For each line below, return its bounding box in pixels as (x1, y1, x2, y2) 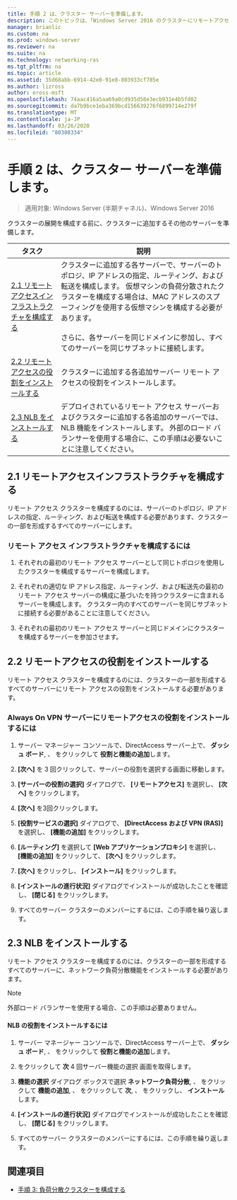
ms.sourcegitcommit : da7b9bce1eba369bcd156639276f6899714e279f (7, 103, 197, 110)
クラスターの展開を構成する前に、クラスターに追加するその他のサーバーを (7, 219, 224, 227)
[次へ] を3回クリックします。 (17, 804, 102, 812)
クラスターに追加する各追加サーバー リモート (61, 367, 212, 377)
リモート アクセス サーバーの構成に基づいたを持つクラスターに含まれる (17, 591, 225, 600)
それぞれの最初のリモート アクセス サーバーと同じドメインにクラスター (17, 624, 225, 632)
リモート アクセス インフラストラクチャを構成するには (7, 541, 190, 551)
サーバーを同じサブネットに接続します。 (75, 343, 209, 353)
